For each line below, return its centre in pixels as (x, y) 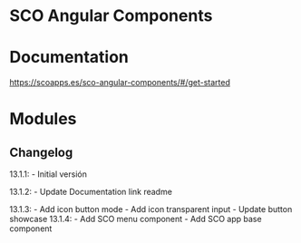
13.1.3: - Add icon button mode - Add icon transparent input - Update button (151, 209)
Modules (43, 119)
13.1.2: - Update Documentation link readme (91, 192)
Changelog (41, 152)
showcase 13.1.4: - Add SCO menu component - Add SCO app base (136, 219)
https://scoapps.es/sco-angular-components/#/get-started (120, 83)
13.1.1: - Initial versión (49, 174)
